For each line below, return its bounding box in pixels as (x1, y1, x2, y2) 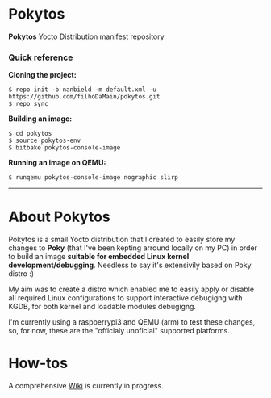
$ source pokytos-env (8, 136, 81, 145)
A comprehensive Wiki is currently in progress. (8, 381, 164, 391)
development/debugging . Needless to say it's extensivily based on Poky (8, 260, 252, 270)
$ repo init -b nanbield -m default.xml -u (8, 86, 157, 94)
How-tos (8, 354, 69, 372)
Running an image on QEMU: (8, 158, 106, 168)
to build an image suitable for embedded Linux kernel (8, 252, 190, 262)
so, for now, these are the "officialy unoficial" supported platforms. (8, 326, 230, 336)
